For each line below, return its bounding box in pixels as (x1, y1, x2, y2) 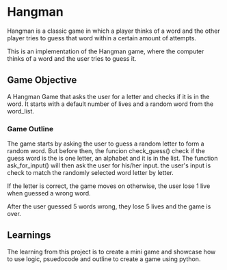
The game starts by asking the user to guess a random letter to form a (7, 139, 204, 148)
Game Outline (7, 124, 53, 133)
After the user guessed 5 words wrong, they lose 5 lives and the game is (7, 202, 211, 211)
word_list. (7, 107, 34, 115)
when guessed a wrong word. (7, 189, 91, 198)
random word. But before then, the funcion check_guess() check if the (7, 147, 205, 155)
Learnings (7, 230, 51, 241)
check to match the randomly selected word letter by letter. (7, 169, 174, 177)
